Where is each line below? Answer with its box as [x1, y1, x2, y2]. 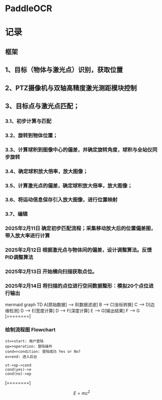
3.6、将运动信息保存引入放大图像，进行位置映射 [5, 196, 118, 203]
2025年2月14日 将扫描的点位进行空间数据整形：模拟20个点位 [5, 283, 149, 289]
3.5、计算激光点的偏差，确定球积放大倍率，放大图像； [5, 182, 133, 189]
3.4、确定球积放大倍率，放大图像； [5, 168, 89, 174]
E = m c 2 [73, 389, 90, 396]
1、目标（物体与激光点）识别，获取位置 [5, 66, 123, 74]
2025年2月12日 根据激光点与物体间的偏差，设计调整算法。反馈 [5, 247, 152, 253]
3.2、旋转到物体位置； [5, 132, 58, 139]
